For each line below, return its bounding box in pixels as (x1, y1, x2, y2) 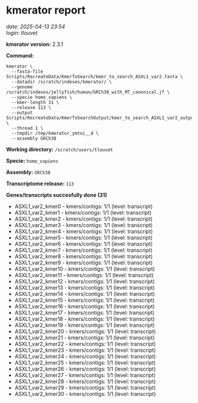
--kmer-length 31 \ (11, 99, 60, 105)
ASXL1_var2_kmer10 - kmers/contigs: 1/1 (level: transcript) (14, 265, 155, 272)
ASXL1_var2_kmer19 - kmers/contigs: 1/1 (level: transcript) (14, 321, 155, 328)
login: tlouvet (6, 29, 38, 36)
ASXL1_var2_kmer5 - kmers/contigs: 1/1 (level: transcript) (14, 234, 153, 241)
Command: (6, 52, 34, 59)
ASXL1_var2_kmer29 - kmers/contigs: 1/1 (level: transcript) (14, 384, 156, 391)
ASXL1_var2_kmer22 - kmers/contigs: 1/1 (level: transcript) (14, 340, 156, 347)
